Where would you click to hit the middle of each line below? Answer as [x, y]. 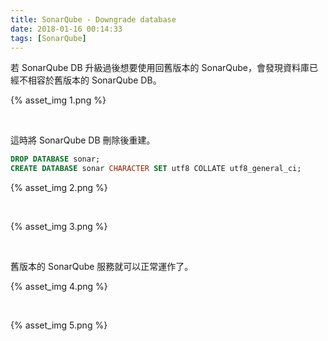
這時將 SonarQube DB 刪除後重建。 [83, 140]
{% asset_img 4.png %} [59, 287]
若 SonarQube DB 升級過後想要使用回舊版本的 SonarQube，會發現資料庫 [160, 68]
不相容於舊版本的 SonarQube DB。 [90, 80]
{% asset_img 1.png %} [58, 100]
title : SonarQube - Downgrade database [93, 19]
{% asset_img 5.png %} [59, 325]
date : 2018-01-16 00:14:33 [66, 29]
